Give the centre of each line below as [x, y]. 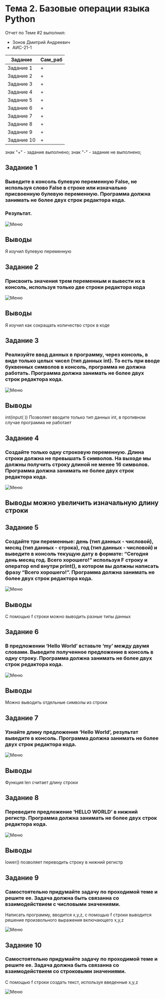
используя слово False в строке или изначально [66, 188]
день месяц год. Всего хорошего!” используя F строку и [76, 560]
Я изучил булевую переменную [38, 251]
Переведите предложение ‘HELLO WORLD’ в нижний [71, 812]
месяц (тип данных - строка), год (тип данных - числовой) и [81, 547]
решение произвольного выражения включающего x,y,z [65, 920]
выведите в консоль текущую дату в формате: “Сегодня [77, 554]
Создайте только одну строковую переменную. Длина [75, 452]
